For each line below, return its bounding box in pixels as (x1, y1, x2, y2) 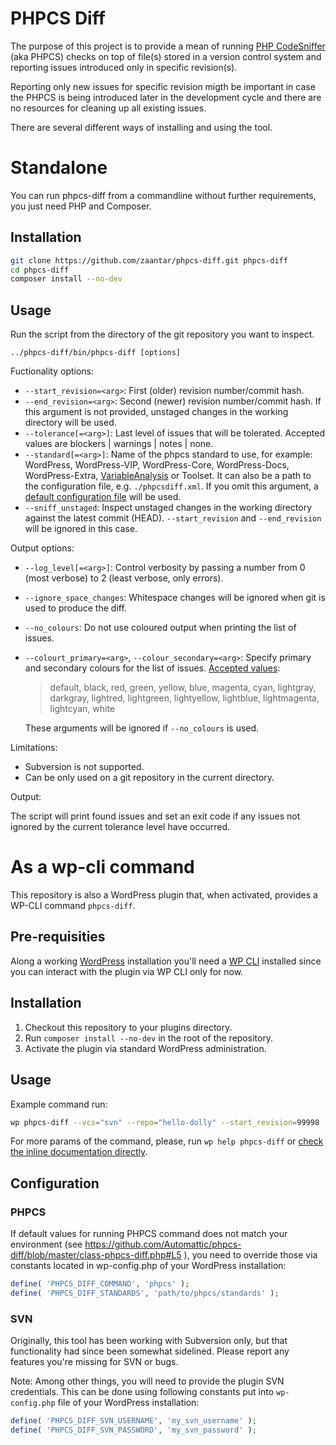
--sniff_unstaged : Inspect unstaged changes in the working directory (24, 502, 313, 514)
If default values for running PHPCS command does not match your (10, 1228, 288, 1240)
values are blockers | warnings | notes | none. (24, 438, 214, 450)
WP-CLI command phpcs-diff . (10, 900, 136, 912)
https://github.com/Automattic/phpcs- (84, 1238, 242, 1251)
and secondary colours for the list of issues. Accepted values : (24, 662, 281, 674)
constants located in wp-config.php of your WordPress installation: (10, 1260, 287, 1272)
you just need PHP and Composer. (10, 200, 152, 212)
